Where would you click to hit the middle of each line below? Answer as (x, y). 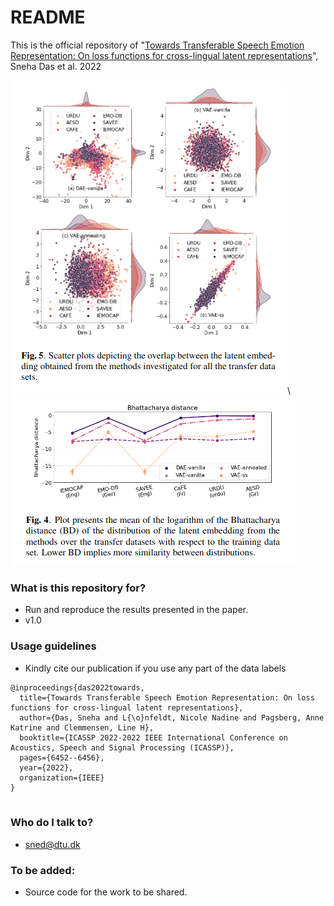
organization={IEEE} (62, 777)
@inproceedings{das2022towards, (77, 687)
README (48, 17)
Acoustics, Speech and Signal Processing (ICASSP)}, (122, 747)
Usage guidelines (53, 646)
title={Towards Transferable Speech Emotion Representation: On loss (167, 697)
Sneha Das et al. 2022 (56, 66)
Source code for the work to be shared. (106, 892)
